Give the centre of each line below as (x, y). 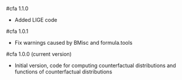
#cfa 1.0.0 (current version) (39, 54)
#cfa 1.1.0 (17, 9)
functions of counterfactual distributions (63, 72)
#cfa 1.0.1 (17, 31)
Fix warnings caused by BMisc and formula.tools (73, 43)
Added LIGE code (36, 20)
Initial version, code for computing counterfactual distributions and (95, 65)
